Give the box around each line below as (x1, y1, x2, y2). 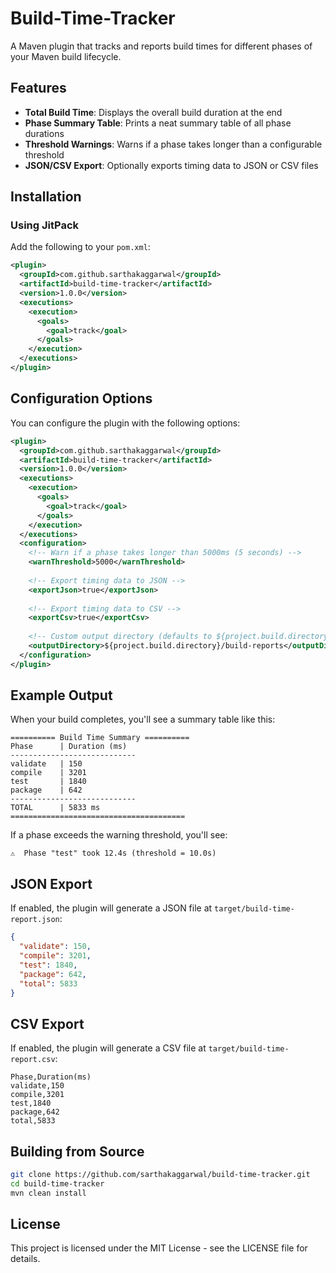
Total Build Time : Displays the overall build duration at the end (24, 106, 283, 118)
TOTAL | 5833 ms (10, 803, 101, 813)
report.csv (10, 1055, 56, 1065)
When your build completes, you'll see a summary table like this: (10, 713, 276, 726)
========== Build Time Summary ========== (10, 733, 190, 743)
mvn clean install (10, 1188, 87, 1198)
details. (10, 1253, 41, 1265)
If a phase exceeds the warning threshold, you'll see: (10, 829, 228, 841)
